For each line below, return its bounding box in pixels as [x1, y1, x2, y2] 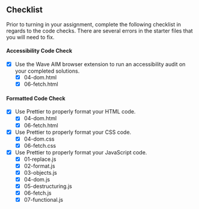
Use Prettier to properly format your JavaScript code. [14, 148, 147, 156]
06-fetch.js [23, 189, 52, 197]
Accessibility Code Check [6, 47, 72, 55]
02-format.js [23, 162, 55, 169]
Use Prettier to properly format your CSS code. [14, 129, 132, 136]
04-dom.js [23, 176, 50, 183]
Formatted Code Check [6, 94, 66, 101]
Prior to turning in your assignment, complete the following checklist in [6, 20, 182, 28]
